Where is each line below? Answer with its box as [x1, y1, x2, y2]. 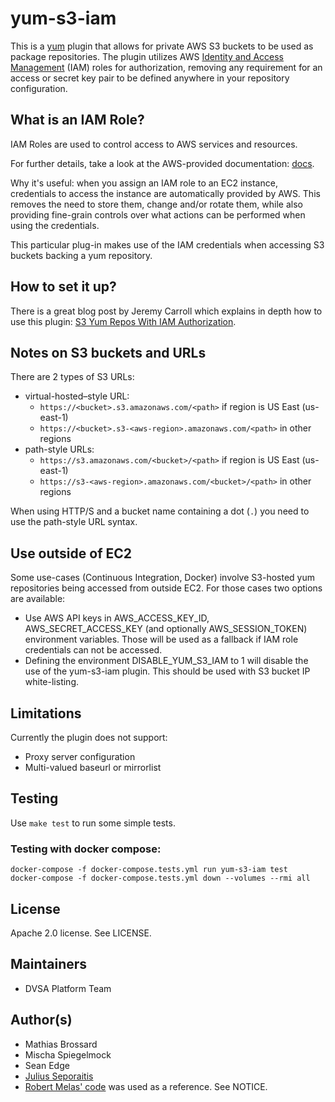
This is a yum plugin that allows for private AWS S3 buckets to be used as [10, 40, 314, 52]
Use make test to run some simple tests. [10, 817, 176, 829]
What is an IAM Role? [10, 112, 145, 129]
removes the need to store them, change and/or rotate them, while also [10, 198, 303, 210]
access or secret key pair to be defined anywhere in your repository [10, 72, 290, 84]
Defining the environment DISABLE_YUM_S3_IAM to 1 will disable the [24, 655, 309, 667]
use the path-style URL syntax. [10, 516, 138, 528]
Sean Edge [24, 1059, 70, 1071]
